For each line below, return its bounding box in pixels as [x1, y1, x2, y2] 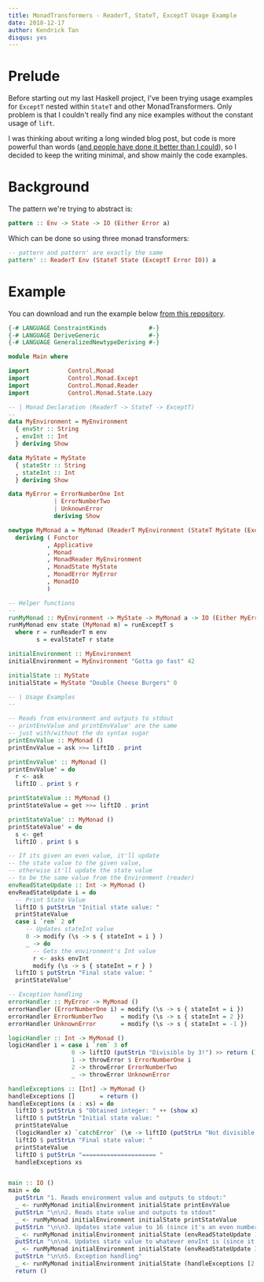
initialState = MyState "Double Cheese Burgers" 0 [8, 679, 178, 687]
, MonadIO [46, 578, 79, 586]
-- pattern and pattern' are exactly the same [8, 249, 163, 257]
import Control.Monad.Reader [8, 381, 139, 390]
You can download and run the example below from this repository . [8, 309, 225, 318]
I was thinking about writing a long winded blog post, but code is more [8, 134, 236, 143]
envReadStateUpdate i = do [8, 888, 97, 896]
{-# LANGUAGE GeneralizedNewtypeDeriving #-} [8, 339, 159, 346]
